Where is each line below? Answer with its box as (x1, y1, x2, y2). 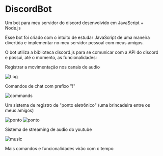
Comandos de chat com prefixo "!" (5, 83, 76, 89)
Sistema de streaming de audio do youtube (5, 126, 92, 132)
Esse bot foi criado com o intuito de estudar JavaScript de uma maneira (5, 34, 150, 40)
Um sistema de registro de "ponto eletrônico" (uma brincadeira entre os (5, 102, 151, 108)
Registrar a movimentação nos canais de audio (5, 64, 100, 70)
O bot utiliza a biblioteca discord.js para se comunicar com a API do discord (5, 49, 159, 55)
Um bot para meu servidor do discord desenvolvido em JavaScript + (5, 20, 144, 26)
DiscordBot (5, 3, 52, 15)
